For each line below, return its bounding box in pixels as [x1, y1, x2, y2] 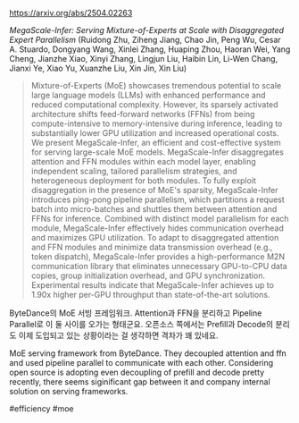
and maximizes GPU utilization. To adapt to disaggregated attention [30, 233, 279, 242]
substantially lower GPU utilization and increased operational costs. [30, 128, 279, 138]
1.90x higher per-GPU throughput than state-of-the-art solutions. [30, 290, 270, 300]
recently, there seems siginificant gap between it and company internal [9, 376, 270, 387]
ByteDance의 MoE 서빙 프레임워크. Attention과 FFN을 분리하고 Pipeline [9, 308, 262, 318]
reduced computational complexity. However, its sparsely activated [30, 99, 278, 110]
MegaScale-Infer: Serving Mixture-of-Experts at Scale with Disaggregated [9, 25, 284, 35]
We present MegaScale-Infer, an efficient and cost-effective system [30, 138, 281, 148]
